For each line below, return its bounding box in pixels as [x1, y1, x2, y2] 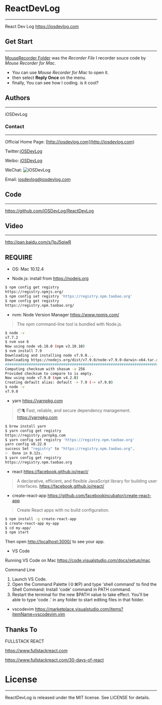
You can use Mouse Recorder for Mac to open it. [12, 69, 109, 75]
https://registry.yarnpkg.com [5, 433, 66, 438]
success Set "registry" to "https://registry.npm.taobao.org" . [5, 446, 135, 451]
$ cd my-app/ [5, 525, 31, 531]
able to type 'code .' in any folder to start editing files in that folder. [12, 597, 145, 603]
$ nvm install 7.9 [5, 348, 42, 354]
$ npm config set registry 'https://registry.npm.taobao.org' [5, 294, 133, 299]
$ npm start [5, 530, 29, 535]
